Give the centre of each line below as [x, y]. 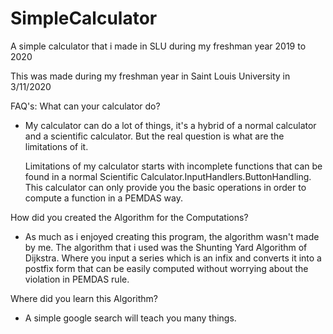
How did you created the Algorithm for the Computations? [129, 217]
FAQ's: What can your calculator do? [85, 106]
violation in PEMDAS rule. [77, 279]
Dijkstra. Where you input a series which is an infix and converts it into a [173, 258]
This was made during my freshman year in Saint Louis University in [150, 76]
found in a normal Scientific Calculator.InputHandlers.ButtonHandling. [168, 176]
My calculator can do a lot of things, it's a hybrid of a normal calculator [170, 125]
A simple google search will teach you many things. [130, 318]
